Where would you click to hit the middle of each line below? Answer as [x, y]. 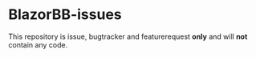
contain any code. [38, 44]
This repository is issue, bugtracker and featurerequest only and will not [128, 36]
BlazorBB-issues [65, 15]
